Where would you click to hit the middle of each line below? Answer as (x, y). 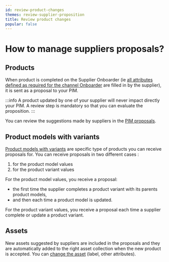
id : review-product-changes (35, 10)
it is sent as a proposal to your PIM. (42, 91)
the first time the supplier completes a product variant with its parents (85, 189)
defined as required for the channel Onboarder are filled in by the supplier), (83, 85)
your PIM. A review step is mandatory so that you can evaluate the (74, 106)
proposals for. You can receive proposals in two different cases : (72, 154)
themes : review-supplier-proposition (45, 15)
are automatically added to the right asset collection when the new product (83, 248)
